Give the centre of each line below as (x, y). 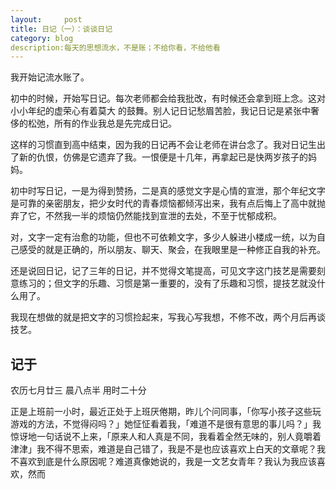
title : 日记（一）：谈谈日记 (61, 29)
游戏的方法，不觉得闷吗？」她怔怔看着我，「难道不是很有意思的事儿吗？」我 (166, 424)
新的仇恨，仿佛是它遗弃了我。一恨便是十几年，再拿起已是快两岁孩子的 (163, 157)
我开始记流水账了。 (50, 77)
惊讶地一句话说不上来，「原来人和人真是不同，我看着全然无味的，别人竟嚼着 (166, 437)
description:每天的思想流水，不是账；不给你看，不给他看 (115, 47)
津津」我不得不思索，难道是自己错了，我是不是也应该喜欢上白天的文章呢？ (163, 449)
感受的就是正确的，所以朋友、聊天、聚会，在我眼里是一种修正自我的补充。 (172, 250)
